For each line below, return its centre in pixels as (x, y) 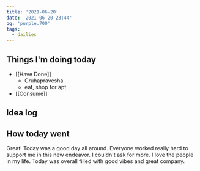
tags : (13, 29)
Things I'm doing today (51, 60)
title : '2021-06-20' (33, 12)
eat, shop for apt (45, 87)
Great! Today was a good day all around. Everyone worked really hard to (97, 148)
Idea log (22, 113)
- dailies (24, 35)
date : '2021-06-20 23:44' (39, 18)
